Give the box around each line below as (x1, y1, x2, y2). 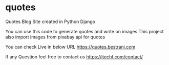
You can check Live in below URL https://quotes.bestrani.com (5, 44, 136, 50)
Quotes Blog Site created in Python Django (5, 18, 96, 25)
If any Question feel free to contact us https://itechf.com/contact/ (5, 53, 143, 60)
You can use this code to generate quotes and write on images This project (5, 28, 164, 34)
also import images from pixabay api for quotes (5, 34, 105, 40)
